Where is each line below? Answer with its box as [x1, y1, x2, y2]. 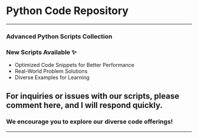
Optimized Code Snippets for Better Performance [14, 62, 134, 69]
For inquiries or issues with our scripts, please [6, 91, 180, 101]
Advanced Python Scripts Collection [6, 32, 113, 41]
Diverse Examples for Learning [14, 74, 90, 81]
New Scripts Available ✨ [6, 48, 77, 56]
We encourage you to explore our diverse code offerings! [6, 117, 173, 126]
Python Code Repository [6, 4, 128, 18]
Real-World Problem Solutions [14, 68, 88, 75]
